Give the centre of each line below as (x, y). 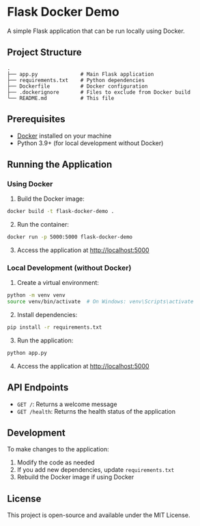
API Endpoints (38, 388)
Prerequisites (36, 120)
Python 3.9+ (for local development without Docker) (90, 143)
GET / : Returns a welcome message (67, 404)
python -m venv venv (37, 295)
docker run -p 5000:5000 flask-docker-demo (70, 237)
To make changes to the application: (58, 449)
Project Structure (44, 52)
